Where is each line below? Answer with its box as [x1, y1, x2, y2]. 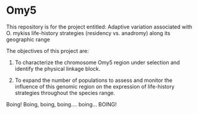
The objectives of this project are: [6, 47, 89, 54]
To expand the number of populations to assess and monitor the [14, 77, 173, 84]
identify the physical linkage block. [14, 65, 101, 72]
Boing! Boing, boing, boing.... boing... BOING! [6, 100, 117, 107]
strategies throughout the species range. [14, 89, 115, 96]
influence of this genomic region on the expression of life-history [14, 83, 175, 90]
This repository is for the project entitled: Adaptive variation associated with [6, 23, 193, 30]
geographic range [6, 36, 51, 43]
